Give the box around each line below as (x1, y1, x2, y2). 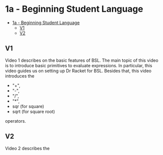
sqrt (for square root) (12, 108, 55, 114)
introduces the (5, 73, 35, 79)
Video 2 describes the (5, 145, 50, 151)
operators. (5, 118, 26, 124)
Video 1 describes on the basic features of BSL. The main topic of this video (5, 57, 159, 63)
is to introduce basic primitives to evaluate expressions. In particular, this (5, 62, 152, 68)
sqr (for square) (12, 103, 44, 109)
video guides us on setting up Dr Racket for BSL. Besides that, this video (5, 68, 152, 74)
